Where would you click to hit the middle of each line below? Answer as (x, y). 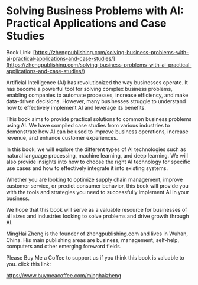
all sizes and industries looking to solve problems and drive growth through (98, 216)
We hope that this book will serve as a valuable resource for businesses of (97, 209)
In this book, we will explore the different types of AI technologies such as (96, 149)
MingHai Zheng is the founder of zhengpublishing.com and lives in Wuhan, (97, 234)
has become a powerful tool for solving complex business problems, (89, 89)
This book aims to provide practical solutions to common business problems (99, 119)
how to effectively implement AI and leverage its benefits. (76, 107)
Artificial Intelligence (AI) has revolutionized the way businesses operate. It (97, 82)
